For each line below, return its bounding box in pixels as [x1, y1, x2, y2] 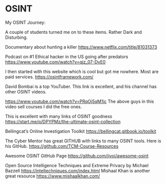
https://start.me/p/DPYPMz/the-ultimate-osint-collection [5, 118, 121, 124]
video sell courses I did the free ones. [5, 103, 82, 109]
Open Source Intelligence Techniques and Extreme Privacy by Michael [5, 162, 149, 168]
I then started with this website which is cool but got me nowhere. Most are [5, 68, 159, 75]
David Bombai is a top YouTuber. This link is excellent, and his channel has [5, 83, 157, 90]
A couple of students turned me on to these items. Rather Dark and [5, 29, 142, 35]
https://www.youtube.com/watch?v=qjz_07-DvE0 [5, 59, 106, 65]
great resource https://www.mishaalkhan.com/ [5, 173, 100, 179]
